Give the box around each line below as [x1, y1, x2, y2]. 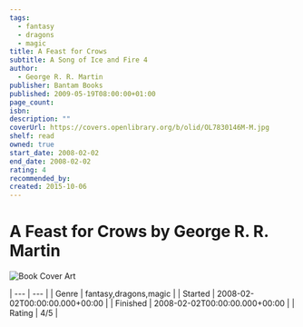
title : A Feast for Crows [9, 47, 107, 56]
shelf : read [9, 132, 54, 141]
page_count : [9, 97, 54, 107]
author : [9, 64, 39, 74]
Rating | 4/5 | [9, 308, 59, 319]
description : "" [9, 114, 71, 124]
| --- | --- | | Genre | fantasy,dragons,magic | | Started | [9, 288, 216, 300]
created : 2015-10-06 [9, 183, 88, 192]
